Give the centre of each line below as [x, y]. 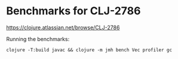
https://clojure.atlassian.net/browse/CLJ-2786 [63, 27]
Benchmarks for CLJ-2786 [73, 11]
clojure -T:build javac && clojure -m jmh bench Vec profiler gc [89, 50]
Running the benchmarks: [38, 39]
